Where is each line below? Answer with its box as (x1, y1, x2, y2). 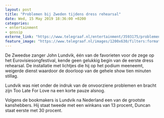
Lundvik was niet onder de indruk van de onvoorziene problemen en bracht (5, 82, 157, 88)
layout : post (5, 7, 32, 12)
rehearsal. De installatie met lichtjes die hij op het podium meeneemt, (5, 62, 144, 68)
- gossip (5, 30, 23, 35)
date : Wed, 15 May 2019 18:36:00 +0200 (5, 16, 86, 21)
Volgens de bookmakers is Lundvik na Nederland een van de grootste (5, 97, 145, 103)
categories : (5, 20, 29, 26)
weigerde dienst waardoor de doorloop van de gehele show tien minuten (5, 68, 151, 74)
